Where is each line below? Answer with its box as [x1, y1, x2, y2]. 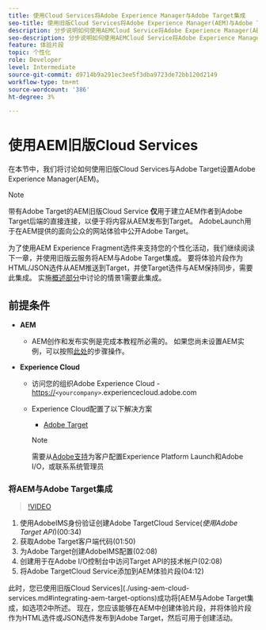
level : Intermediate [8, 64, 77, 72]
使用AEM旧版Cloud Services [8, 137, 199, 155]
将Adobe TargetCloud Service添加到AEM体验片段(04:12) [19, 566, 204, 576]
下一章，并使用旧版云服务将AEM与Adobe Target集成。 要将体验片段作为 [8, 253, 244, 263]
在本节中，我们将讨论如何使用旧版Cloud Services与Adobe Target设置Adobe [8, 164, 256, 174]
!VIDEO [27, 502, 51, 512]
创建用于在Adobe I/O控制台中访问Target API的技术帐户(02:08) [19, 557, 223, 566]
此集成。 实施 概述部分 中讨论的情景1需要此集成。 [8, 273, 166, 283]
